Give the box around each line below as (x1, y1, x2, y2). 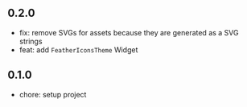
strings (19, 36, 43, 46)
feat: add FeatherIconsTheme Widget (19, 44, 138, 55)
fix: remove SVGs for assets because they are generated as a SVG (19, 27, 239, 37)
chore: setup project (19, 89, 87, 99)
